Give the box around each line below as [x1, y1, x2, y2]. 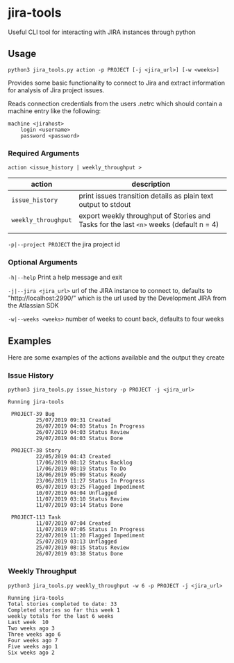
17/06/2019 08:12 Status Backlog [35, 460, 133, 467]
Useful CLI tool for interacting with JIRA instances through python [8, 28, 197, 36]
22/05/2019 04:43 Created [35, 453, 111, 460]
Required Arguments [8, 148, 80, 158]
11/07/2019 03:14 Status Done [35, 502, 124, 509]
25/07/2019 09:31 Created [35, 417, 111, 424]
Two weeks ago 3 [8, 625, 55, 632]
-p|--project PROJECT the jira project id [8, 240, 120, 249]
